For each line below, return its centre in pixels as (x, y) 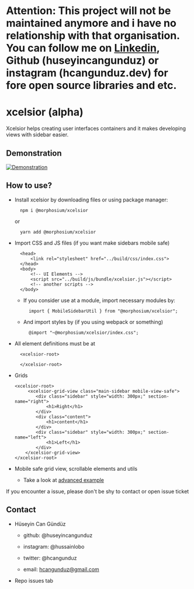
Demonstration (34, 153)
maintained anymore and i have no (91, 23)
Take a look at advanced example (63, 480)
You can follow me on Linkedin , (83, 48)
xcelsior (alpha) (45, 112)
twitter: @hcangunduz (50, 558)
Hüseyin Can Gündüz (40, 524)
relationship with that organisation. (93, 36)
